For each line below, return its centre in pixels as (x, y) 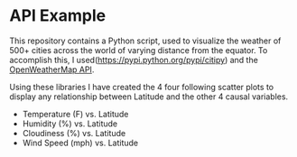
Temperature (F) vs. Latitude (75, 114)
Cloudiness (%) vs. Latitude (74, 133)
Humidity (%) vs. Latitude (70, 124)
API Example (58, 16)
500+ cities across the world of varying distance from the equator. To (139, 50)
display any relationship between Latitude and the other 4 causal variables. (149, 97)
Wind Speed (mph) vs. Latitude (80, 143)
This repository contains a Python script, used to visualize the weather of (145, 41)
